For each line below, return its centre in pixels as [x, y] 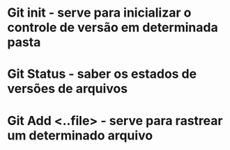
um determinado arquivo [80, 135]
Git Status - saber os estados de [102, 74]
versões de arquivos [67, 89]
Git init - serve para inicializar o [99, 13]
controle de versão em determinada [113, 27]
